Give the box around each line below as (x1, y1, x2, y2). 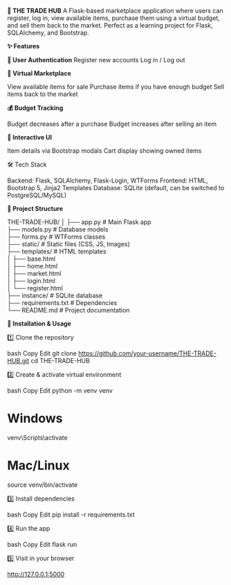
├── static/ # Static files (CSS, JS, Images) (7, 240, 130, 248)
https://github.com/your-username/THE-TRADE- (78, 349, 216, 357)
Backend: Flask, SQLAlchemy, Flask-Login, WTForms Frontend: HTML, (7, 176, 209, 185)
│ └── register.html (7, 284, 64, 292)
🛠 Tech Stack (7, 160, 47, 169)
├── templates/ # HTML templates (7, 248, 107, 255)
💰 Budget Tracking (7, 104, 64, 112)
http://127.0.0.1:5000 (7, 570, 65, 578)
